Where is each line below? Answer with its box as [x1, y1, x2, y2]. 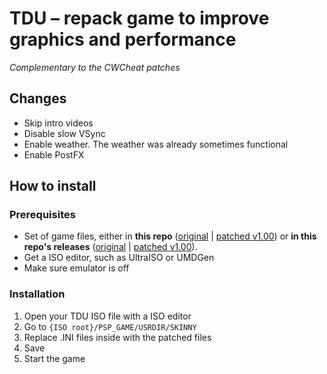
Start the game [23, 352, 86, 364]
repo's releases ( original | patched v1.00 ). [23, 241, 198, 253]
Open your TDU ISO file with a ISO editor [23, 310, 192, 322]
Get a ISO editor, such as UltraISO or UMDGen [23, 252, 215, 264]
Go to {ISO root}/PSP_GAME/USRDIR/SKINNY [23, 320, 197, 332]
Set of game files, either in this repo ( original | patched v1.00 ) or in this [23, 230, 317, 242]
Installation [9, 287, 66, 301]
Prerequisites [9, 208, 76, 222]
